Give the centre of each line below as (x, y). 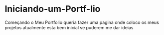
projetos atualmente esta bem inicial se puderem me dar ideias (69, 27)
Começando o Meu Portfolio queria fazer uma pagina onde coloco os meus (82, 22)
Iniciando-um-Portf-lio (53, 9)
